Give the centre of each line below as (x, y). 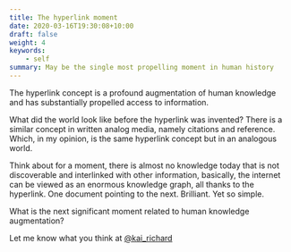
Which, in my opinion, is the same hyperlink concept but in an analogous (143, 139)
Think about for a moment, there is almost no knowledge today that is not (145, 165)
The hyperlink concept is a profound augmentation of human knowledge (143, 92)
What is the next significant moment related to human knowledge (129, 211)
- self (38, 59)
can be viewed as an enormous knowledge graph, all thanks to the (132, 184)
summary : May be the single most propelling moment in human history (142, 68)
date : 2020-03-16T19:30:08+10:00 (72, 26)
